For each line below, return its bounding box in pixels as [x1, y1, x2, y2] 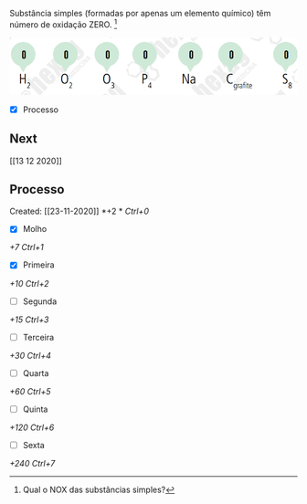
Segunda [22, 296, 58, 307]
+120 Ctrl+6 [9, 422, 55, 433]
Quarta [22, 367, 49, 378]
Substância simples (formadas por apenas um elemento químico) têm [9, 8, 271, 18]
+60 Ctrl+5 [9, 385, 51, 396]
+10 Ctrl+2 [9, 278, 49, 289]
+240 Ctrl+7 [9, 457, 56, 468]
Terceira [22, 331, 55, 342]
